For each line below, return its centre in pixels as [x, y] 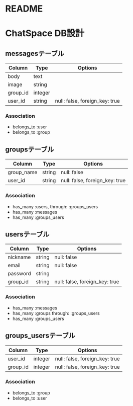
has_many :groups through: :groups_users [56, 313]
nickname [19, 257]
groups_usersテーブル [40, 336]
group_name [23, 173]
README [24, 9]
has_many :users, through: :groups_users [55, 206]
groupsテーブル [30, 149]
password [19, 274]
